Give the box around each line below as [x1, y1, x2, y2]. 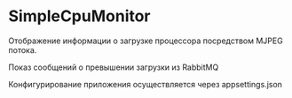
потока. [8, 44, 37, 55]
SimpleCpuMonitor [8, 6, 152, 26]
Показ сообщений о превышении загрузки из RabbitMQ [8, 62, 219, 72]
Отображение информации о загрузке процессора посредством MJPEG [8, 35, 283, 46]
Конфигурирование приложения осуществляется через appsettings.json [8, 79, 283, 89]
